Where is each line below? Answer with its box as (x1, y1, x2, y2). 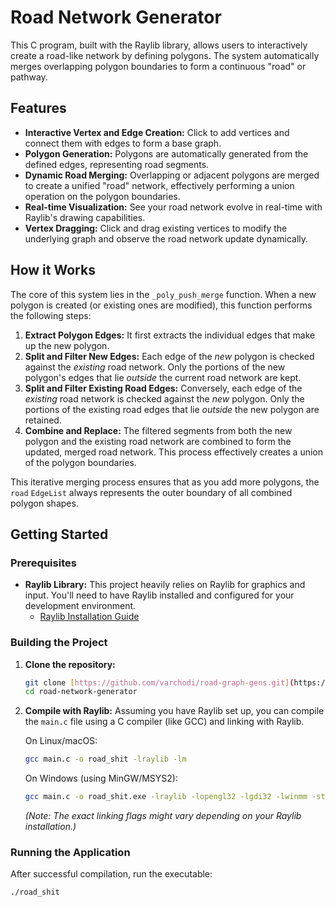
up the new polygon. (24, 339, 110, 351)
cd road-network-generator (24, 687, 138, 697)
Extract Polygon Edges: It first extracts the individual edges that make (24, 329, 316, 341)
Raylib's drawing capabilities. (24, 211, 146, 223)
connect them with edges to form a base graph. (24, 137, 222, 149)
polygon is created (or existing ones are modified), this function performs (10, 299, 313, 311)
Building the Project (10, 636, 108, 650)
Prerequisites (10, 556, 77, 570)
